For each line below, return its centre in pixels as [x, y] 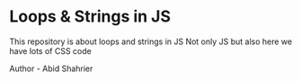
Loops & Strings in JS [90, 17]
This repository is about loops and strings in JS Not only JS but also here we [151, 41]
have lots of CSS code [50, 50]
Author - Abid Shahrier [51, 68]
